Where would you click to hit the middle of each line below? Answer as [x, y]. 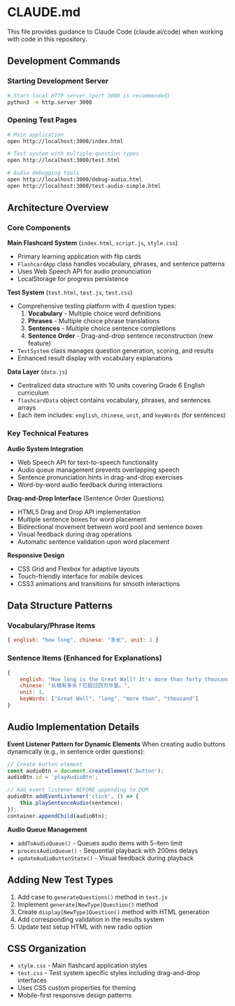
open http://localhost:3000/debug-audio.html [74, 179]
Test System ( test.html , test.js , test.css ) [70, 292]
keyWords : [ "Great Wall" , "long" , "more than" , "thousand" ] [109, 699]
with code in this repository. [47, 39]
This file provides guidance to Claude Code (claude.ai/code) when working [115, 32]
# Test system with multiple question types [73, 154]
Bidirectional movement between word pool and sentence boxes [110, 526]
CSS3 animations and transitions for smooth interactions [99, 583]
